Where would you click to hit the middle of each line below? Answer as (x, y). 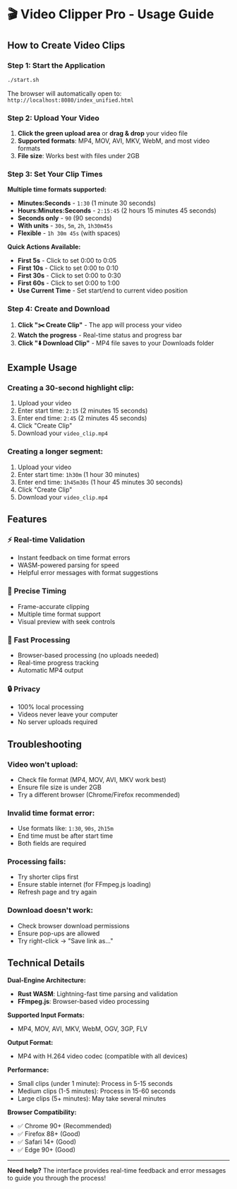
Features (27, 520)
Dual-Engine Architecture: (47, 980)
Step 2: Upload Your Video (54, 118)
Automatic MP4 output (50, 670)
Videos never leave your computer (68, 714)
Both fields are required (52, 844)
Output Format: (30, 1042)
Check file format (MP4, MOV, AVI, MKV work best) (92, 779)
